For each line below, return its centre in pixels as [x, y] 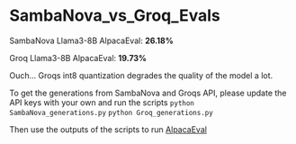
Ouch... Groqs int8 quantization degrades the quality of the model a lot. [141, 75]
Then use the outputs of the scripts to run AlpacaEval [108, 129]
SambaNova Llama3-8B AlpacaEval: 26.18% [91, 40]
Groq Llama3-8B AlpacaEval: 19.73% [78, 58]
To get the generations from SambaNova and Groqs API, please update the [148, 93]
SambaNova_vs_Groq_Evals [115, 16]
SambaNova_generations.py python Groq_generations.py [111, 112]
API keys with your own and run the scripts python [102, 102]
